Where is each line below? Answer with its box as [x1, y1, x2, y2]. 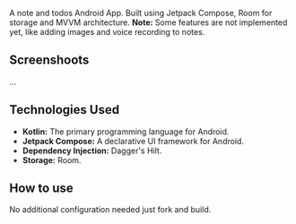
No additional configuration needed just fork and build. [9, 204, 212, 215]
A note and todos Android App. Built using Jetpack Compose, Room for [9, 8, 273, 18]
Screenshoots [9, 53, 90, 68]
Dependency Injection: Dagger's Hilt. [22, 145, 162, 156]
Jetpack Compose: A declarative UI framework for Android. [22, 135, 245, 146]
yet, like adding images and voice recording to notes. [9, 27, 205, 37]
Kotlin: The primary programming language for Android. [22, 125, 230, 137]
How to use [9, 181, 74, 196]
